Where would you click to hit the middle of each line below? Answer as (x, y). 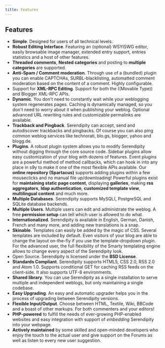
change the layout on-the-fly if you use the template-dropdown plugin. (84, 241)
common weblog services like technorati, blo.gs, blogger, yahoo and (82, 136)
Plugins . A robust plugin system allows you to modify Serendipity (79, 147)
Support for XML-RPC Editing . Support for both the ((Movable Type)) (82, 89)
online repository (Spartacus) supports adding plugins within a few (81, 173)
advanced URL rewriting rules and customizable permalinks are (77, 115)
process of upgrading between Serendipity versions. (66, 299)
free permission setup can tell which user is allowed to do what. (78, 215)
